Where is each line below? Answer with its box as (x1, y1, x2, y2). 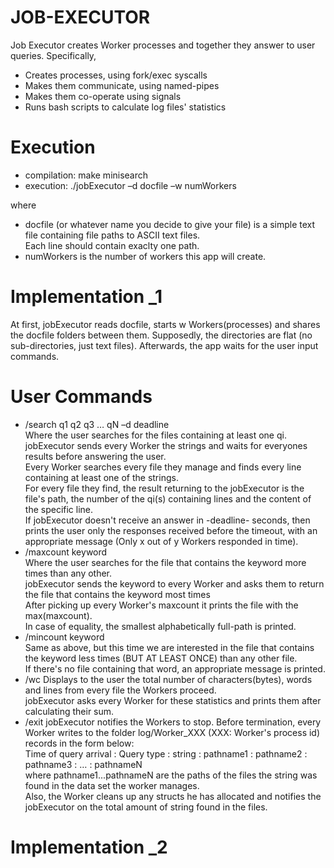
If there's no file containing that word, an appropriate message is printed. (24, 662, 326, 675)
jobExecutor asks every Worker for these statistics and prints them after (24, 694, 322, 706)
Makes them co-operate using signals (24, 90, 182, 102)
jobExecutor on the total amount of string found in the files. (24, 801, 268, 813)
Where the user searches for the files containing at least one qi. (24, 429, 287, 441)
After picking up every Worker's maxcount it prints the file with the (24, 599, 299, 611)
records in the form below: (24, 737, 135, 749)
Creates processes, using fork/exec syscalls (24, 69, 208, 81)
